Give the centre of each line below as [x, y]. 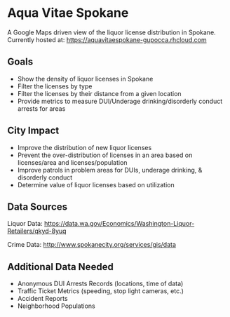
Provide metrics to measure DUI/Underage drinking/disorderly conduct [120, 101]
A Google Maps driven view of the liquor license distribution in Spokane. [111, 32]
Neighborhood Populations [56, 306]
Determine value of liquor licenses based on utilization [96, 184]
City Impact [33, 131]
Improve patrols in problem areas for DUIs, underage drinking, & [110, 170]
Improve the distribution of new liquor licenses [84, 147]
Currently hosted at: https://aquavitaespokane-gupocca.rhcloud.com [107, 39]
